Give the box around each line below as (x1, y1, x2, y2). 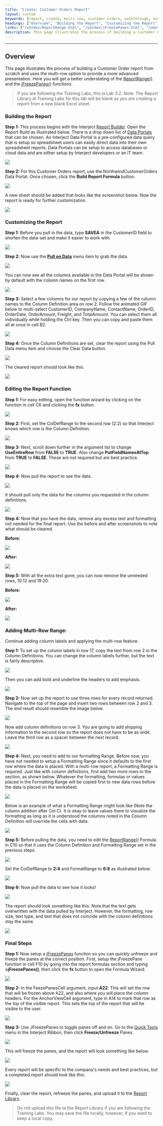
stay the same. (5, 919, 35, 924)
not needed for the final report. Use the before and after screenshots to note (5, 520, 158, 527)
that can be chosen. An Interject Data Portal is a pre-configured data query (5, 135, 155, 140)
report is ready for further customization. (5, 198, 87, 203)
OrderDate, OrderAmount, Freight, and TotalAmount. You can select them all (5, 312, 157, 317)
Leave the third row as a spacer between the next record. (5, 734, 120, 740)
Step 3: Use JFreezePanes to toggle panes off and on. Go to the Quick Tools (5, 1025, 158, 1030)
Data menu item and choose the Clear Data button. (5, 346, 107, 352)
